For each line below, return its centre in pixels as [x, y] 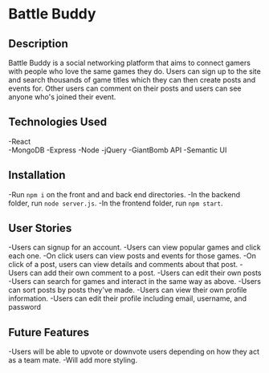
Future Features [49, 332]
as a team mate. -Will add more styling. [73, 360]
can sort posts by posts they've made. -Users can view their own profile [128, 290]
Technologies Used [57, 122]
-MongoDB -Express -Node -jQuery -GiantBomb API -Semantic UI [118, 150]
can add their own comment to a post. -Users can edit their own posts [145, 273]
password [25, 307]
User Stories [40, 228]
